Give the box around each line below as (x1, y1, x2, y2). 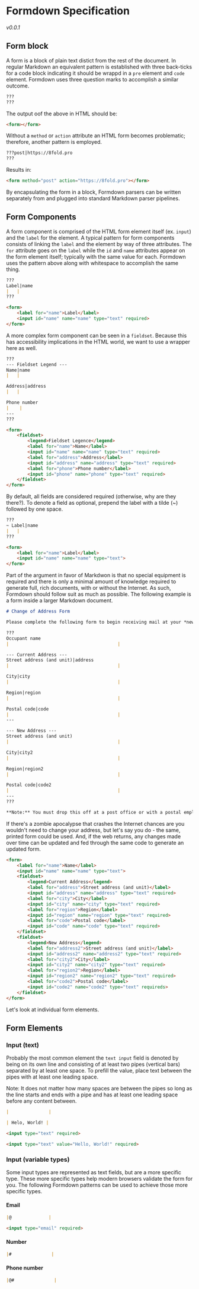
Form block (6, 41, 49, 51)
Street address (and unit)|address (6, 657, 94, 664)
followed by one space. (6, 505, 63, 513)
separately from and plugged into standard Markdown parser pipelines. (6, 195, 180, 202)
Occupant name (6, 635, 41, 642)
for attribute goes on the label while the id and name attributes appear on (6, 247, 185, 254)
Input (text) (6, 1040, 40, 1049)
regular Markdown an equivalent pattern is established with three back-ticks (6, 63, 192, 70)
